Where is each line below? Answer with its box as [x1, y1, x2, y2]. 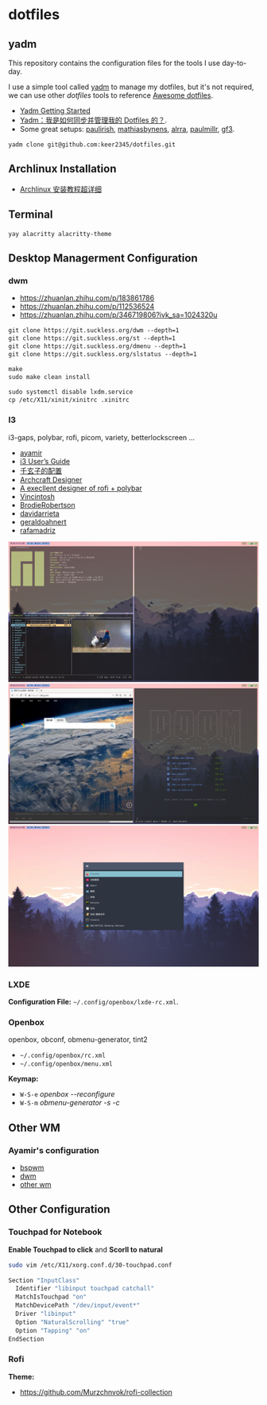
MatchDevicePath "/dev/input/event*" [15, 1302, 141, 1310]
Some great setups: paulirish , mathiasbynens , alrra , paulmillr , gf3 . [19, 125, 235, 134]
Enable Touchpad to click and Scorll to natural [8, 1244, 163, 1254]
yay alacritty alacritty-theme [8, 230, 112, 238]
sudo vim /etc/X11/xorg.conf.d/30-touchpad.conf [8, 1261, 172, 1269]
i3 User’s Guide [19, 456, 70, 466]
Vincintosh [19, 491, 56, 501]
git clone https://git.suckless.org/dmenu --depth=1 [8, 343, 187, 350]
